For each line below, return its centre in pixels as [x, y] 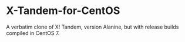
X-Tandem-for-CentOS [63, 11]
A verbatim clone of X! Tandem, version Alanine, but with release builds [92, 27]
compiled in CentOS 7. [33, 33]
